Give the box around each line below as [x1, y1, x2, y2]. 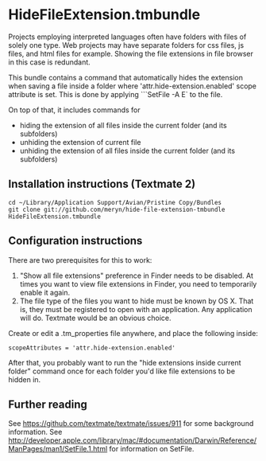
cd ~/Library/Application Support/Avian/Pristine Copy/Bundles [8, 198, 222, 206]
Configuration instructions [8, 234, 143, 248]
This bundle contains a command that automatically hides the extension [8, 72, 244, 82]
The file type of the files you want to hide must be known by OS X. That [19, 296, 254, 306]
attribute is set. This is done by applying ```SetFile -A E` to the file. [8, 89, 223, 99]
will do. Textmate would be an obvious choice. [19, 313, 172, 322]
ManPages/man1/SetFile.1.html [8, 444, 108, 454]
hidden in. [8, 374, 41, 384]
